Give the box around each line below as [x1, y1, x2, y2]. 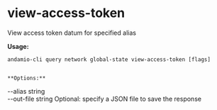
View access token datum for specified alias [7, 28, 137, 37]
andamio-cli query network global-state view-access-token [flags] [7, 55, 211, 63]
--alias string [7, 87, 45, 95]
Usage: [7, 42, 30, 50]
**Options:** [7, 75, 46, 82]
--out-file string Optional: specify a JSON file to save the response [7, 94, 202, 103]
